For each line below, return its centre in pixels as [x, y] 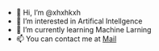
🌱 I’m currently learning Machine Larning [84, 30]
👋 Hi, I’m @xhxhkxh [48, 13]
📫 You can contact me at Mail [66, 39]
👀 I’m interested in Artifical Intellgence [79, 21]
